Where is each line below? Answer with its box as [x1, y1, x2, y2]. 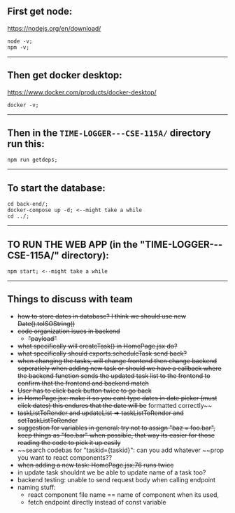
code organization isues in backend [17, 327, 120, 335]
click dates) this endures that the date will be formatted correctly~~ [17, 401, 212, 409]
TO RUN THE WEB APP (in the [7, 238, 138, 251]
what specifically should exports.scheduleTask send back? [17, 349, 187, 358]
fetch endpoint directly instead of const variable [27, 498, 166, 506]
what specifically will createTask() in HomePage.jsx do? [17, 342, 178, 350]
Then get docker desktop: [7, 69, 122, 81]
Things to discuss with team [7, 293, 133, 305]
